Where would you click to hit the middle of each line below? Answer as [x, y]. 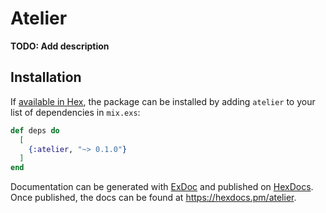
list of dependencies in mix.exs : [75, 112]
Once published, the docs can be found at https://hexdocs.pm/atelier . [153, 198]
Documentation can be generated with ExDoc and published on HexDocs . [162, 187]
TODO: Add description [60, 46]
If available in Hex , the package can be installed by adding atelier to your [163, 101]
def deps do [35, 130]
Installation [46, 77]
